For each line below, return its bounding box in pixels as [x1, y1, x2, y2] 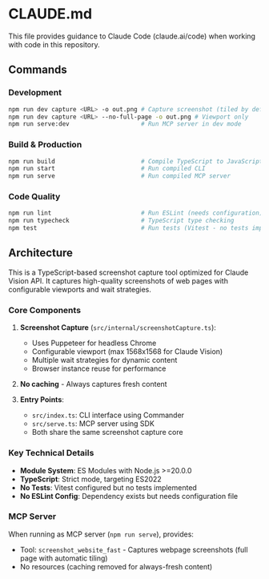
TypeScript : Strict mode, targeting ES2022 [19, 474, 162, 484]
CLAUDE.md [8, 5, 93, 23]
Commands [8, 63, 68, 77]
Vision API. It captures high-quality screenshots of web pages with [8, 275, 228, 285]
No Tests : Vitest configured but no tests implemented [19, 482, 198, 493]
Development [8, 87, 62, 99]
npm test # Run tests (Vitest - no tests [8, 224, 249, 232]
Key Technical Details [8, 448, 94, 459]
